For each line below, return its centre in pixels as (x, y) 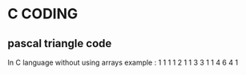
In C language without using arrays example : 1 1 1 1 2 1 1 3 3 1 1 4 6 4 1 (123, 62)
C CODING (43, 14)
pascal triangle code (60, 43)
